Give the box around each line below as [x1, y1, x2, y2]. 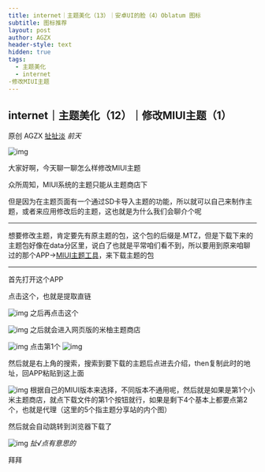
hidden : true [8, 48, 51, 56]
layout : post [8, 26, 51, 34]
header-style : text [8, 41, 73, 49]
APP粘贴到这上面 [28, 369, 84, 378]
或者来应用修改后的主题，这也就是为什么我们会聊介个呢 [21, 207, 202, 216]
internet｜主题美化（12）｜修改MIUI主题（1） [8, 108, 232, 122]
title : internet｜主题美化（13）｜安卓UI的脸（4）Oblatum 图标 [8, 11, 201, 20]
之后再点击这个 [30, 309, 79, 318]
